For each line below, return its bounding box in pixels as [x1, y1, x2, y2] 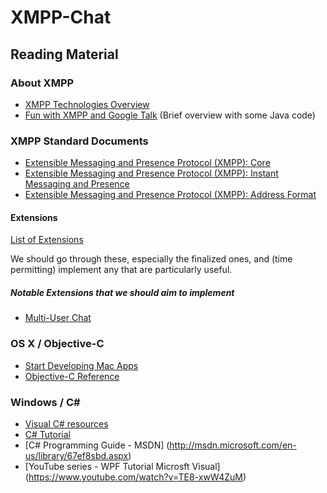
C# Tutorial [24, 428, 71, 440]
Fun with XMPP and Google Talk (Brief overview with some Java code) [24, 109, 316, 121]
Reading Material [10, 46, 119, 63]
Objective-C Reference [24, 370, 120, 382]
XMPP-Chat [10, 6, 112, 29]
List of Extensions [10, 234, 84, 246]
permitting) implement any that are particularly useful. [10, 264, 233, 276]
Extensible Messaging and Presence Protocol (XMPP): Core [24, 157, 271, 169]
